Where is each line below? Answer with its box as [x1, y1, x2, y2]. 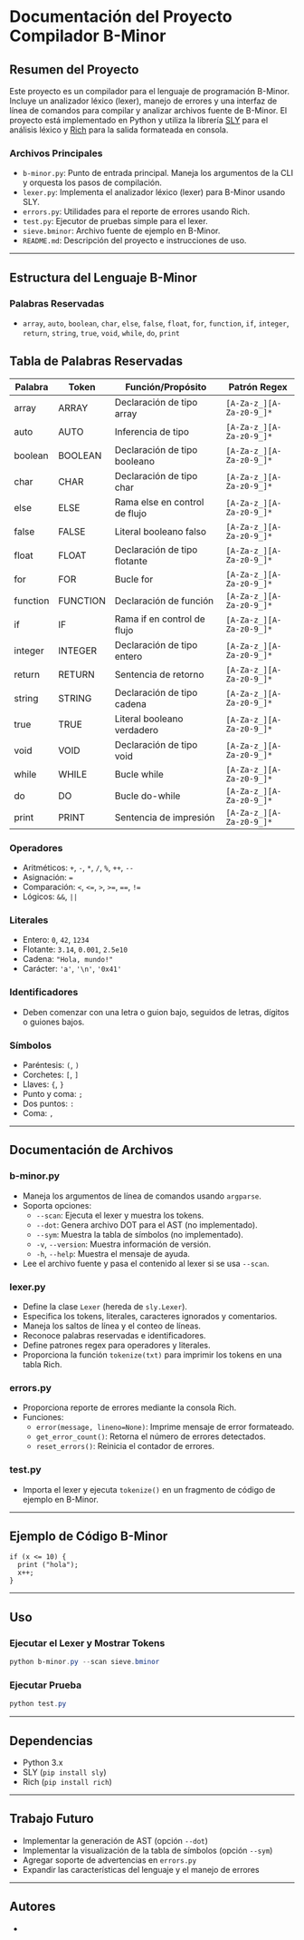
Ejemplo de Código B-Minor [9, 1528, 168, 1543]
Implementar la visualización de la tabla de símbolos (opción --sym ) [22, 1845, 273, 1856]
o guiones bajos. [22, 1016, 85, 1027]
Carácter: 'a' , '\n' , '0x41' [22, 964, 122, 975]
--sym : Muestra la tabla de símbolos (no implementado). [35, 1229, 244, 1239]
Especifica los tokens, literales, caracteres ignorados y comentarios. [22, 1310, 278, 1321]
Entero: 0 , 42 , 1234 [22, 935, 90, 946]
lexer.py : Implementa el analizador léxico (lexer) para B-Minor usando [22, 187, 286, 198]
